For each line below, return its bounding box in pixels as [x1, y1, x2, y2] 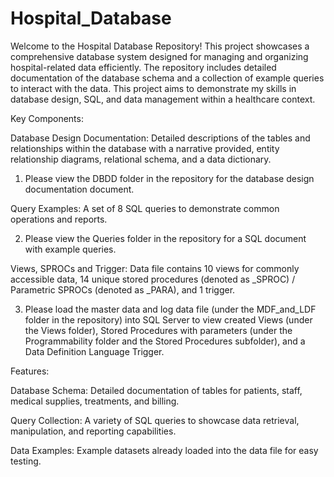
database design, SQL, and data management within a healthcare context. [10, 93, 316, 105]
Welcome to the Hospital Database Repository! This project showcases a [10, 40, 310, 52]
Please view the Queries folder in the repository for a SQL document [24, 232, 307, 244]
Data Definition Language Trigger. [24, 345, 165, 357]
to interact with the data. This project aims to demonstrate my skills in [10, 82, 297, 94]
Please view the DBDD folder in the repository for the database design [24, 172, 315, 184]
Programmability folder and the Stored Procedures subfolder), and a [24, 335, 306, 347]
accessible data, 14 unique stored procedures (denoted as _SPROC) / [10, 273, 296, 285]
